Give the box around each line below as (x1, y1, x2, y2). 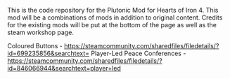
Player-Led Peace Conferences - (91, 49, 186, 57)
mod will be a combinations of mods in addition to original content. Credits (7, 13, 223, 22)
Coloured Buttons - (7, 42, 63, 50)
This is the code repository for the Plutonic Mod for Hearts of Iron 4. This (7, 6, 219, 14)
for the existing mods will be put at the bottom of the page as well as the (7, 21, 217, 29)
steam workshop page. (7, 28, 74, 36)
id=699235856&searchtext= (7, 49, 90, 57)
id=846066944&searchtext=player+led (7, 64, 121, 72)
